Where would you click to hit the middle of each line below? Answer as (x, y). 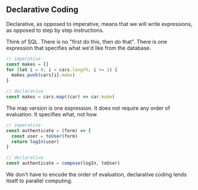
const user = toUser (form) (45, 136)
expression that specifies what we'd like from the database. (79, 48)
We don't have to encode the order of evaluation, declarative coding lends (97, 175)
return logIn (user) (35, 142)
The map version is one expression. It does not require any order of (88, 108)
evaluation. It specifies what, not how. (52, 114)
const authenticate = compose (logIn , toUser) (63, 163)
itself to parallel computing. (39, 181)
